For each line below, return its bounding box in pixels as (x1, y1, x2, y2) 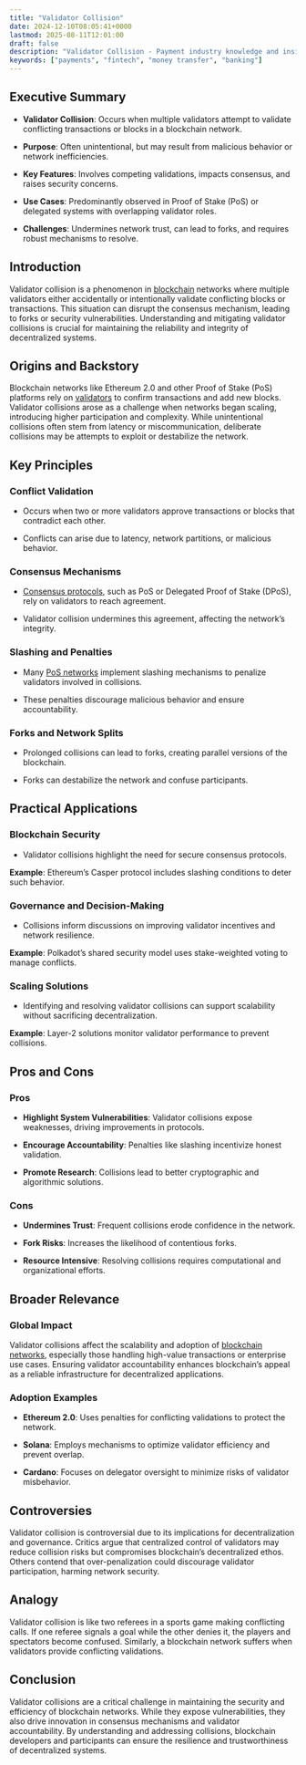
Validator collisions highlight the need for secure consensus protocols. (22, 849, 287, 860)
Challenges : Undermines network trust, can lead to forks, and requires (22, 223, 290, 234)
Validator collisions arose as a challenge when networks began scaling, (9, 402, 278, 413)
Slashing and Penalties (9, 646, 113, 659)
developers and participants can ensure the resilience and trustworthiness (9, 1735, 289, 1746)
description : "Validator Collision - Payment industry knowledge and (9, 47, 280, 57)
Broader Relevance (9, 1292, 120, 1307)
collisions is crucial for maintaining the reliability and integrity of (9, 322, 249, 333)
